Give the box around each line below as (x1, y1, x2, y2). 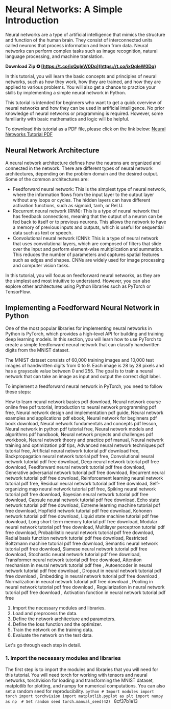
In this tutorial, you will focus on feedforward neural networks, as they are (5, 272, 160, 278)
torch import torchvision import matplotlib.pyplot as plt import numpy (5, 694, 163, 699)
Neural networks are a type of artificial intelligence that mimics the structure (5, 31, 165, 37)
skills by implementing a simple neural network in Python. (5, 89, 127, 95)
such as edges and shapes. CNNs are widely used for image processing (12, 257, 165, 263)
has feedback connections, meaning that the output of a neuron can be (12, 213, 163, 219)
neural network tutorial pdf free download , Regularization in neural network (5, 584, 165, 590)
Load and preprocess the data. (12, 610, 78, 616)
